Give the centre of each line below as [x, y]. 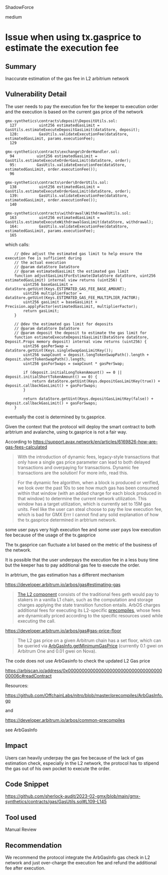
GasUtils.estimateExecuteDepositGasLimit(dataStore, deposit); [73, 130]
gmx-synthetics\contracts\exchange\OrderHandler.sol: [63, 152]
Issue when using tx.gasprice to [73, 37]
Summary [21, 67]
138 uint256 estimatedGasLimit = [55, 187]
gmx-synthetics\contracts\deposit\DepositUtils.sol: [61, 121]
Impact [16, 746]
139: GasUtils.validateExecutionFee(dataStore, [69, 195]
